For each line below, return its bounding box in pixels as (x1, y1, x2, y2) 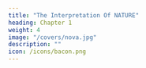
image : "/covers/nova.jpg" (8, 33, 97, 41)
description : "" (8, 41, 62, 48)
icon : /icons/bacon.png (8, 48, 87, 55)
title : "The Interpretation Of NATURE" (8, 11, 140, 20)
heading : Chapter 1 (8, 19, 73, 27)
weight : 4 (8, 26, 41, 34)
